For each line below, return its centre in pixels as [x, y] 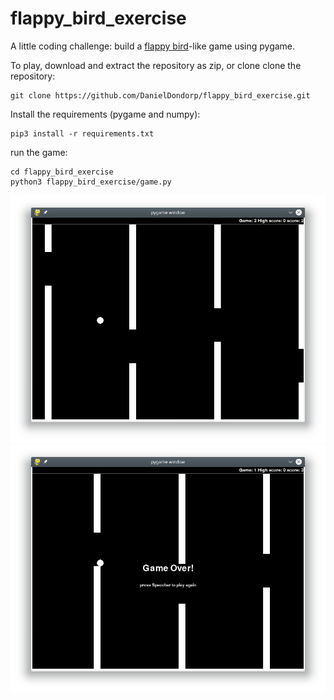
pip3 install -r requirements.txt [82, 133]
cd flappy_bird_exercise [62, 172]
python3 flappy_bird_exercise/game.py [91, 182]
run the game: [39, 152]
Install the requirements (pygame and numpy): [105, 114]
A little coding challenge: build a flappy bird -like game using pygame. [153, 46]
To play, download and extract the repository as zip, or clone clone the [156, 65]
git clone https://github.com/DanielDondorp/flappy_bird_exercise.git [160, 95]
